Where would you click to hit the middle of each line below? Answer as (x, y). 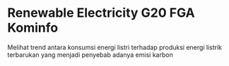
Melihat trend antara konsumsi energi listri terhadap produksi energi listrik (115, 47)
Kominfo (33, 28)
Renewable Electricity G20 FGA (101, 13)
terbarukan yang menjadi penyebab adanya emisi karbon (90, 55)
